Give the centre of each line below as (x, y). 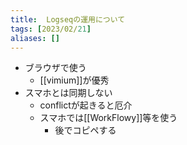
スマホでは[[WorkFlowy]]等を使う (108, 118)
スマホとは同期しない (68, 93)
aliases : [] (35, 38)
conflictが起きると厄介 (86, 105)
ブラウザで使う (55, 68)
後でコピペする (85, 130)
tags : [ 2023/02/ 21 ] (51, 29)
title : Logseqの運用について (68, 19)
